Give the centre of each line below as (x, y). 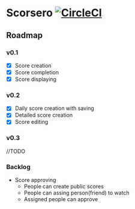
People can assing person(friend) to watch (77, 193)
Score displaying (36, 79)
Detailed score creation (44, 115)
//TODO (16, 151)
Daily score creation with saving (54, 108)
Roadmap (25, 35)
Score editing (31, 122)
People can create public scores (64, 187)
